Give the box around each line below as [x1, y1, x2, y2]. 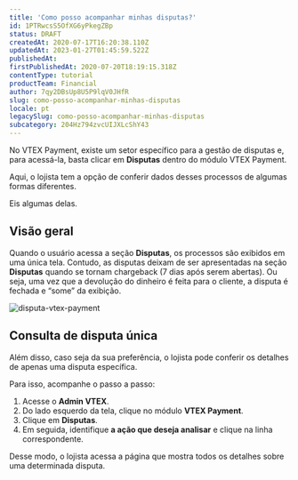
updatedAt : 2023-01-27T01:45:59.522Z [9, 46, 149, 55]
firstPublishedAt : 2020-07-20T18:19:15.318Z [9, 63, 177, 72]
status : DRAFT [9, 29, 62, 38]
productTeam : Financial [9, 79, 98, 88]
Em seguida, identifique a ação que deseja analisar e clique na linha [21, 424, 273, 435]
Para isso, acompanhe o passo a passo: [9, 379, 156, 389]
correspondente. [21, 433, 85, 444]
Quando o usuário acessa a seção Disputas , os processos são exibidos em [9, 247, 286, 258]
